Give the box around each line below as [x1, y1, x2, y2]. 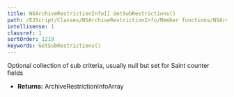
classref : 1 [7, 29, 42, 37]
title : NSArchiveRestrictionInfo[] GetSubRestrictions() [7, 10, 176, 17]
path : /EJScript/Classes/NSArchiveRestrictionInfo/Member [7, 17, 179, 24]
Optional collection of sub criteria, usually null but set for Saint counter [7, 62, 210, 69]
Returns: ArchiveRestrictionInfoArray [17, 82, 124, 90]
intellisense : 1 [7, 23, 54, 30]
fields [7, 69, 24, 77]
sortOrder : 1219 [7, 36, 54, 43]
